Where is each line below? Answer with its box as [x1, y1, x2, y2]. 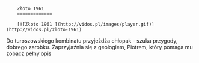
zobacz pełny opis [6, 50, 52, 57]
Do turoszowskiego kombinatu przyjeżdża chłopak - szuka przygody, [6, 37, 178, 44]
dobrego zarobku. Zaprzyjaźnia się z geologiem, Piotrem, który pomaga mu [6, 44, 194, 50]
